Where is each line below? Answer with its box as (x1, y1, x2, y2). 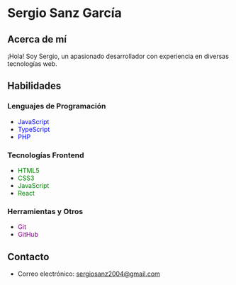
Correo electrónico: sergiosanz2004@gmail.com (17, 269, 161, 278)
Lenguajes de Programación (7, 101, 106, 111)
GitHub (17, 230, 39, 239)
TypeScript (17, 125, 50, 133)
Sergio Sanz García (7, 5, 122, 21)
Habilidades (7, 80, 62, 92)
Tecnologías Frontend (7, 150, 84, 160)
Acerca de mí (7, 33, 67, 45)
